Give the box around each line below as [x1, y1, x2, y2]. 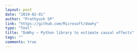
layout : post [5, 7, 32, 12]
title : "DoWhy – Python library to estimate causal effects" [5, 30, 135, 35]
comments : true [5, 40, 37, 45]
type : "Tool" [5, 26, 32, 31]
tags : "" [5, 35, 23, 40]
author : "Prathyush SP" [5, 16, 55, 21]
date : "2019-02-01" [5, 12, 46, 17]
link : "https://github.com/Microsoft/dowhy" [5, 21, 99, 26]
